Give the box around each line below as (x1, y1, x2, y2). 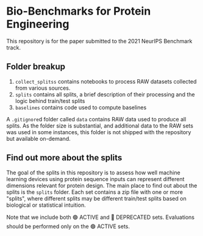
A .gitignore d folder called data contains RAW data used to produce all (6, 115, 187, 123)
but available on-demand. (6, 135, 71, 142)
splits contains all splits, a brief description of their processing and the (15, 90, 195, 98)
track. (6, 44, 21, 51)
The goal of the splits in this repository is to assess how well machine (6, 169, 181, 176)
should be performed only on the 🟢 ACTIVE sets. (6, 223, 130, 230)
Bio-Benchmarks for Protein (6, 4, 151, 18)
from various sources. (15, 84, 71, 91)
